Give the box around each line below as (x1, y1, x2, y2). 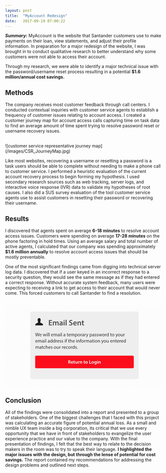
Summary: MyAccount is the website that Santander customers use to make (5, 33, 162, 39)
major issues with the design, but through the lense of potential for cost (5, 452, 156, 458)
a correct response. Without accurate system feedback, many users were (5, 280, 156, 285)
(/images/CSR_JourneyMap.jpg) (5, 148, 71, 154)
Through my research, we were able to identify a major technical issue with (5, 64, 159, 70)
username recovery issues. (5, 128, 61, 134)
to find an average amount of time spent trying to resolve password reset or (5, 123, 160, 129)
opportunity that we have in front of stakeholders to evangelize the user (5, 430, 152, 437)
